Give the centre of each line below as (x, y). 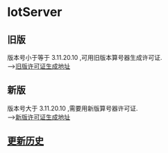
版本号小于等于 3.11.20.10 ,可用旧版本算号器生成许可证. (85, 57)
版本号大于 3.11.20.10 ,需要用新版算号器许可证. (73, 108)
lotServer (35, 12)
